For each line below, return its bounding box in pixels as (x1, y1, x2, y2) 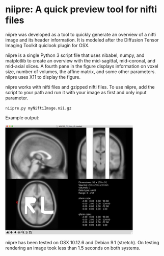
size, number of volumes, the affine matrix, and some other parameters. (5, 68, 156, 75)
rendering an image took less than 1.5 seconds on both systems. (5, 245, 141, 251)
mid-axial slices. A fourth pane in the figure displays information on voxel (5, 63, 159, 69)
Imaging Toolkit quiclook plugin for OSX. (5, 42, 90, 48)
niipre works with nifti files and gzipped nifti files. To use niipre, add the (5, 83, 155, 90)
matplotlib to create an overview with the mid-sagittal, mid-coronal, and (5, 57, 156, 63)
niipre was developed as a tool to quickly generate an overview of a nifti (5, 31, 156, 37)
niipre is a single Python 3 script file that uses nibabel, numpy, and (5, 52, 145, 58)
